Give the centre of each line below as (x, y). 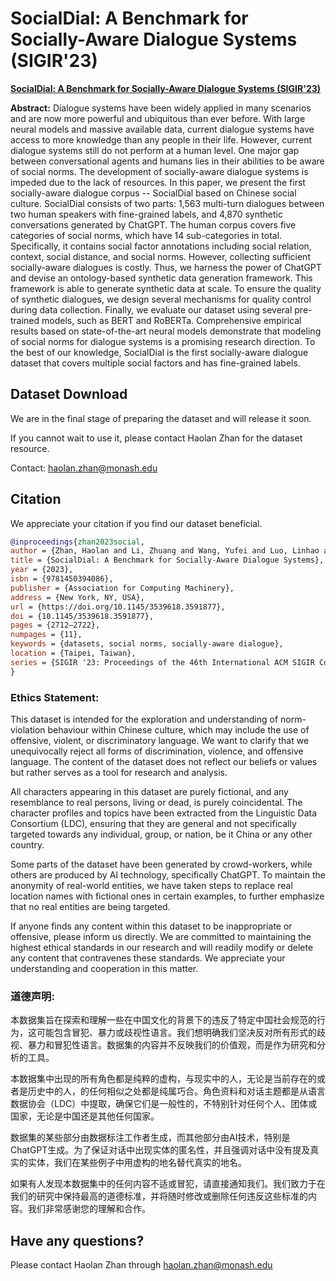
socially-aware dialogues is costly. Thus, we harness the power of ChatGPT (166, 267)
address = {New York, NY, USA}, (77, 597)
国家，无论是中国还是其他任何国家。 (85, 1116)
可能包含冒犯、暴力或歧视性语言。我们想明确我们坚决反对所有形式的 (176, 1033)
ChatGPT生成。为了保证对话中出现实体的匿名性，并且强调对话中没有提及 (160, 1150)
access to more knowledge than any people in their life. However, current (161, 139)
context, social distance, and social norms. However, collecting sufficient (160, 256)
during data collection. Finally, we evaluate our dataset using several (151, 309)
